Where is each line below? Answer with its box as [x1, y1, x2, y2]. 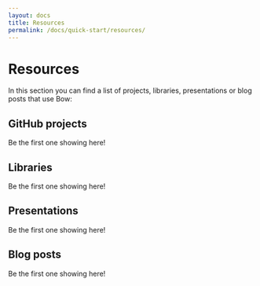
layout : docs [8, 11, 51, 20]
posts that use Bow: [8, 94, 72, 104]
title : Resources [8, 19, 65, 27]
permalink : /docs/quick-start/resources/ [8, 26, 146, 34]
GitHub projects [8, 117, 88, 130]
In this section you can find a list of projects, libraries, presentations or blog [8, 86, 253, 95]
